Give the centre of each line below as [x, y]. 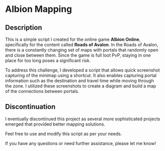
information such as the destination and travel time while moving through [80, 81]
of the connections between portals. [42, 91]
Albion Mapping [39, 9]
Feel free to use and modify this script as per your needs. [64, 134]
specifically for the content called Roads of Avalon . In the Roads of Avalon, [82, 45]
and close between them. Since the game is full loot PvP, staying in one [78, 55]
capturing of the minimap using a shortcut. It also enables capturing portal [81, 75]
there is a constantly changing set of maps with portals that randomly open [82, 50]
